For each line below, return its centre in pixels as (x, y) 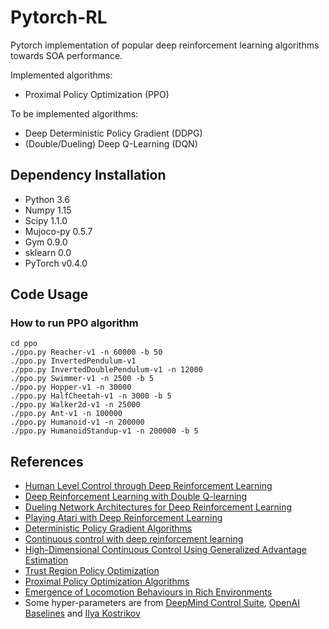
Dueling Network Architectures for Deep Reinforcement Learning (158, 507)
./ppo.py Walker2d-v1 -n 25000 (75, 405)
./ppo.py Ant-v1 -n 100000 (66, 414)
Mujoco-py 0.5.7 (58, 231)
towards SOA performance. (66, 55)
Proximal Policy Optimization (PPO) (97, 94)
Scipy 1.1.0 (46, 220)
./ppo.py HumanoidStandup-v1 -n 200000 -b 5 (104, 431)
